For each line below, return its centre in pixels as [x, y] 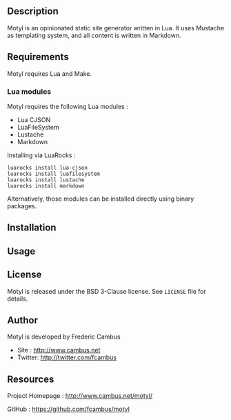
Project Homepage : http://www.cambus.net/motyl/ [80, 396]
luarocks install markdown [46, 186]
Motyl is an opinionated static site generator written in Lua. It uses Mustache [116, 28]
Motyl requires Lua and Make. [49, 73]
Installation [32, 228]
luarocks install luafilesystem [53, 174]
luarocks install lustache [46, 180]
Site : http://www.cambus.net [59, 350]
